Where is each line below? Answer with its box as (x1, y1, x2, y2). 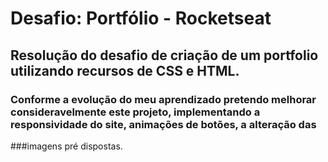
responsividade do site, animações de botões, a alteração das (10, 117, 317, 131)
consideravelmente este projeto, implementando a (10, 105, 261, 119)
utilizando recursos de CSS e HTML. (10, 62, 240, 79)
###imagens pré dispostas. (10, 140, 123, 152)
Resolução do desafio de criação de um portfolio (10, 47, 319, 64)
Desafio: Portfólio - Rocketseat (10, 7, 272, 30)
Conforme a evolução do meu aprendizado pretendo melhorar (10, 92, 317, 106)
